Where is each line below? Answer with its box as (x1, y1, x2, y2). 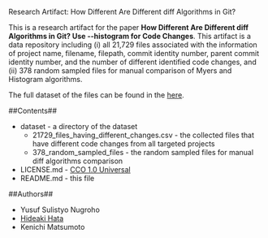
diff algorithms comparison (32, 156, 123, 166)
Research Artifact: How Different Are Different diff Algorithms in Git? (8, 7, 236, 16)
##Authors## (8, 189, 54, 198)
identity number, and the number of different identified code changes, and (8, 57, 257, 67)
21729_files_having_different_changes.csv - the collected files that (32, 130, 254, 140)
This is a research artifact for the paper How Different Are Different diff (8, 23, 249, 32)
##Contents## (8, 106, 58, 115)
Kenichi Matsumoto (19, 223, 85, 232)
